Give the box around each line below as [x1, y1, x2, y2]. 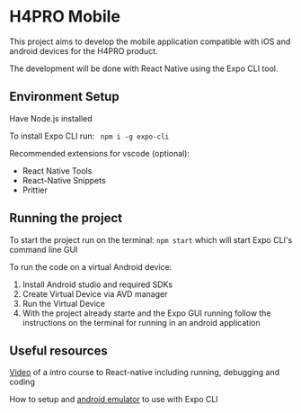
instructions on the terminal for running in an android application [22, 317, 261, 328]
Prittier [22, 184, 48, 195]
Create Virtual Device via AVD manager [22, 288, 168, 299]
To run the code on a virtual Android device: [9, 261, 173, 272]
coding [9, 376, 36, 388]
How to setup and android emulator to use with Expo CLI [9, 394, 218, 405]
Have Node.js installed [9, 112, 93, 123]
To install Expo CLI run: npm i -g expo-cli [9, 130, 170, 141]
